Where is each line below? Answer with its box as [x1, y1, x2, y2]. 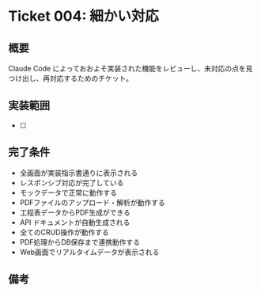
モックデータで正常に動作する [19, 188, 117, 197]
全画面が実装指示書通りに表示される [19, 168, 138, 177]
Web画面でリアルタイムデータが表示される [19, 247, 160, 257]
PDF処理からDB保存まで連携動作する [19, 237, 141, 246]
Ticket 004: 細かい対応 [8, 7, 160, 25]
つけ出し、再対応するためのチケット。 [8, 74, 133, 83]
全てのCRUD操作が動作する [19, 227, 109, 237]
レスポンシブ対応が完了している [19, 177, 124, 187]
